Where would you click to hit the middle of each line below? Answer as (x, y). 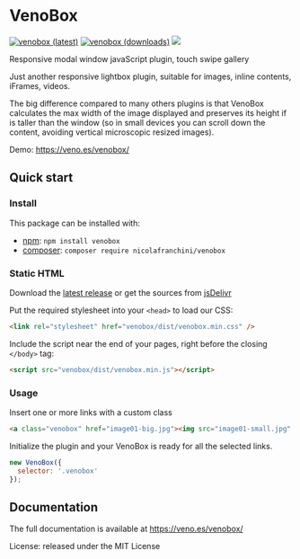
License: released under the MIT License (85, 546)
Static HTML (37, 273)
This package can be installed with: (75, 223)
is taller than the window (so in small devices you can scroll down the (137, 122)
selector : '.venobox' (58, 471)
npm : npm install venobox (71, 240)
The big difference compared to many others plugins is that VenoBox (137, 103)
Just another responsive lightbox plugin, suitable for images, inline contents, (150, 76)
